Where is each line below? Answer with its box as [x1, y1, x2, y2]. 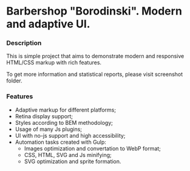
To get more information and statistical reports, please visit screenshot [6, 71, 183, 78]
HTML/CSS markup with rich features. [6, 59, 102, 66]
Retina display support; [15, 112, 73, 119]
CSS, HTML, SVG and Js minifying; [24, 151, 112, 158]
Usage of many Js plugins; [15, 126, 83, 133]
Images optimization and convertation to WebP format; [24, 144, 161, 152]
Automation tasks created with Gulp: [15, 138, 106, 146]
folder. [6, 77, 22, 84]
